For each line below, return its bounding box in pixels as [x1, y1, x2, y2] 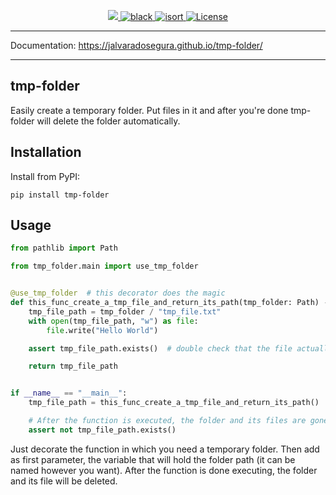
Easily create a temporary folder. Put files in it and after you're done [10, 104, 289, 116]
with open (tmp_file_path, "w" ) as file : [28, 316, 199, 326]
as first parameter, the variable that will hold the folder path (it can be [10, 453, 296, 465]
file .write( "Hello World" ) [46, 325, 159, 335]
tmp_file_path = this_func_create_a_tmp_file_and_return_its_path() [28, 398, 320, 408]
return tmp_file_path [28, 361, 118, 372]
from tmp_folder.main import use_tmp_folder [10, 261, 199, 272]
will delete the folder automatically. [36, 115, 181, 127]
